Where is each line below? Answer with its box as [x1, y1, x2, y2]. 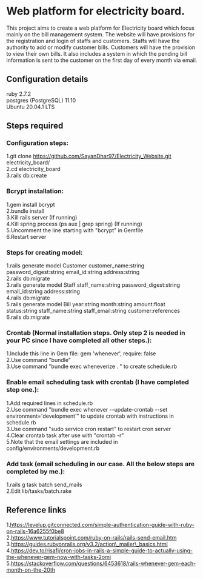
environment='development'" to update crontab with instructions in [6, 412, 175, 420]
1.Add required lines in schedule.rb [6, 399, 93, 407]
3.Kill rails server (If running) [6, 213, 78, 221]
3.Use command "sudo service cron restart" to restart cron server [6, 425, 171, 432]
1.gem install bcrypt [6, 201, 56, 208]
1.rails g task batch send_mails [6, 481, 82, 488]
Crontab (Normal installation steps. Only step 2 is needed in [6, 329, 186, 337]
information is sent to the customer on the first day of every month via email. [6, 56, 198, 64]
